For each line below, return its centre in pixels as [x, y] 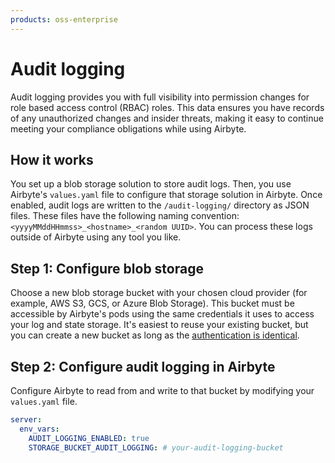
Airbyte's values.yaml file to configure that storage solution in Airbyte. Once [166, 195]
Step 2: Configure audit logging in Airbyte [143, 366]
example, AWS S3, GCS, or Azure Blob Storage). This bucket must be [152, 303]
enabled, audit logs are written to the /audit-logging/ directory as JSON [160, 205]
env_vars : [39, 429]
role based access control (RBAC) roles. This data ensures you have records [167, 107]
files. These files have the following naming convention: [125, 216]
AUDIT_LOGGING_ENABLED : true [89, 438]
